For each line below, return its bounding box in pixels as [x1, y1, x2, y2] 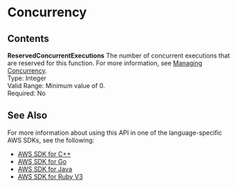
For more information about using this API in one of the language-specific [7, 128, 222, 137]
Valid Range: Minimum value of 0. [7, 82, 105, 89]
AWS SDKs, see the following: [7, 136, 94, 144]
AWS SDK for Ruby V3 [17, 172, 83, 181]
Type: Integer [7, 74, 47, 82]
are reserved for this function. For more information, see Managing [7, 59, 203, 67]
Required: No [7, 89, 46, 97]
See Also [7, 109, 48, 121]
